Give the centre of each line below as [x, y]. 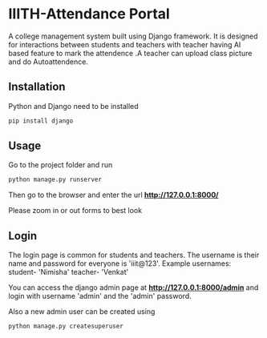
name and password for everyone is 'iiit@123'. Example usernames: [120, 264]
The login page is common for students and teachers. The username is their [134, 255]
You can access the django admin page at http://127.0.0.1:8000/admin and [133, 288]
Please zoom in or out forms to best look [75, 211]
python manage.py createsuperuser [66, 326]
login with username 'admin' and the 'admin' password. [100, 296]
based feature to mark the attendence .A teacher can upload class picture [130, 53]
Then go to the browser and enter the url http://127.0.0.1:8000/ [113, 195]
